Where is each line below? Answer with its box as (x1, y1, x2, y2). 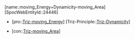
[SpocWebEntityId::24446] (4, 9, 58, 15)
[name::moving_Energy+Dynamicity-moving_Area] (4, 4, 106, 10)
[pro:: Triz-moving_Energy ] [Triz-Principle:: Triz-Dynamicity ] (11, 19, 131, 24)
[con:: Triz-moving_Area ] (11, 28, 61, 34)
